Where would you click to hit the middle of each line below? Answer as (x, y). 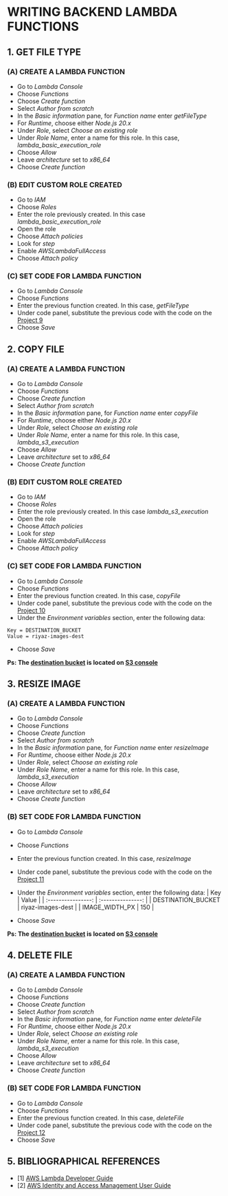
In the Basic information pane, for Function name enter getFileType (112, 116)
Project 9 (30, 320)
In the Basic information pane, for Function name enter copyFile (107, 413)
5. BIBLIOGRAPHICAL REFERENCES (83, 1161)
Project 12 (31, 1132)
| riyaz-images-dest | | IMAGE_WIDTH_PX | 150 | (85, 907)
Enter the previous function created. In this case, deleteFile (100, 1118)
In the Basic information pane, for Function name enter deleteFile (109, 1019)
